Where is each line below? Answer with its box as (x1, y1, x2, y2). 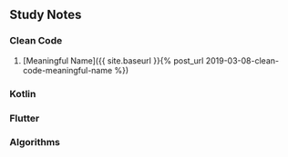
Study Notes (9, 7, 82, 23)
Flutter (9, 112, 40, 124)
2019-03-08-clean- (205, 54, 280, 66)
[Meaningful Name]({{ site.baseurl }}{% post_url (22, 54, 204, 66)
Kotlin (9, 87, 36, 100)
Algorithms (9, 136, 61, 149)
